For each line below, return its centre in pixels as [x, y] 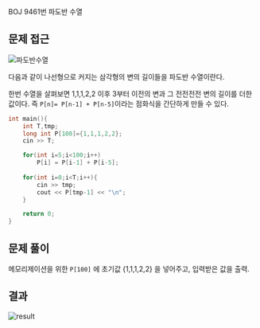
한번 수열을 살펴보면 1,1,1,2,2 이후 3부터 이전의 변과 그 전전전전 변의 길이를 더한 [130, 93]
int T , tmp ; [41, 126]
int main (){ [28, 119]
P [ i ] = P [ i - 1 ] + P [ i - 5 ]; [78, 163]
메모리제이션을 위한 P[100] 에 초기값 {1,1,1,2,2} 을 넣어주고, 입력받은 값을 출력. [129, 269]
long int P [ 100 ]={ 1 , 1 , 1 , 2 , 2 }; [73, 134]
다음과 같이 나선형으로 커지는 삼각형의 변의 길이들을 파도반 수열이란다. [116, 76]
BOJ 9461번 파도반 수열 [46, 12]
